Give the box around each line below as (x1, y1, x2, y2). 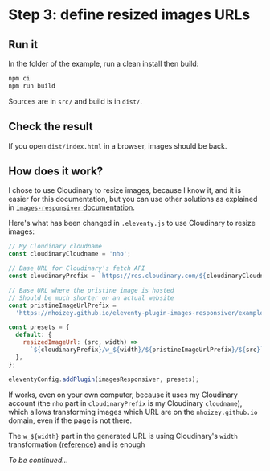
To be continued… (8, 455, 68, 465)
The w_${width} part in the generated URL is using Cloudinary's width (8, 431, 239, 440)
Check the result (8, 120, 93, 133)
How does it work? (8, 164, 104, 178)
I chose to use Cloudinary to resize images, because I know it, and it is (8, 186, 242, 195)
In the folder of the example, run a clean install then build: (8, 59, 199, 68)
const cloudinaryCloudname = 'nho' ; (8, 250, 131, 258)
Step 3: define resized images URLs (8, 6, 251, 24)
